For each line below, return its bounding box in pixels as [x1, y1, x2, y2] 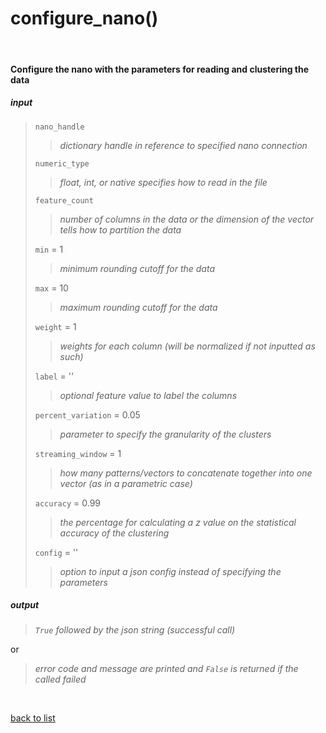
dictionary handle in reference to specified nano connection [59, 139, 308, 151]
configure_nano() [10, 7, 159, 30]
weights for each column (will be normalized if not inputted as [59, 340, 316, 352]
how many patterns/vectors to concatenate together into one [59, 467, 313, 479]
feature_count [34, 195, 94, 206]
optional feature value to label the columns [59, 389, 238, 401]
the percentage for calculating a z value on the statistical [59, 516, 297, 528]
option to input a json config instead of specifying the [59, 565, 282, 577]
